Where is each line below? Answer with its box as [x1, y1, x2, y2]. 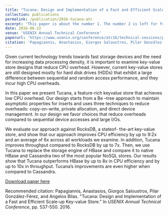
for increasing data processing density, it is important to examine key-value [5, 58, 160, 65]
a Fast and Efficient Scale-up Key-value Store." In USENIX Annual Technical [5, 198, 161, 204]
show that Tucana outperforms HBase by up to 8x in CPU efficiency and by [5, 158, 160, 164]
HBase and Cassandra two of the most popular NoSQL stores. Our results [5, 152, 156, 158]
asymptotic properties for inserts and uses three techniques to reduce [5, 100, 150, 106]
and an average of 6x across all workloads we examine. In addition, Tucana [5, 136, 160, 142]
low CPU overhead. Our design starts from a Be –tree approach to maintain [5, 95, 159, 101]
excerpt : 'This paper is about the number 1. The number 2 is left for [5, 21, 157, 26]
